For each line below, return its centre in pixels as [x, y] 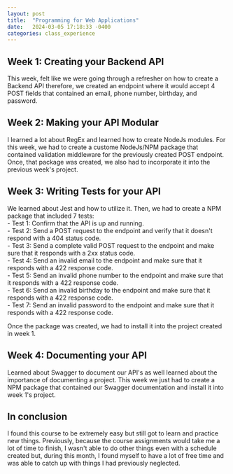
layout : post [26, 14]
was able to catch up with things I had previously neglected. [94, 463]
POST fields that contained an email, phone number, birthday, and [102, 93]
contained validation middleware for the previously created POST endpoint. [116, 154]
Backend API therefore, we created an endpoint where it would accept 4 [111, 86]
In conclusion [37, 416]
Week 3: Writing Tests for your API [84, 191]
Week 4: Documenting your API [77, 355]
